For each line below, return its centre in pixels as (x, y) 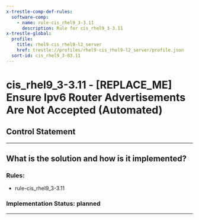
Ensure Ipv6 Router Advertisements (96, 97)
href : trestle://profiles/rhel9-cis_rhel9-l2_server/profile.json (100, 50)
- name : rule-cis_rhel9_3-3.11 (55, 22)
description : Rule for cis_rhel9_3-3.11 (72, 28)
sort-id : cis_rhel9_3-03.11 (46, 56)
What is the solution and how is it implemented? (96, 159)
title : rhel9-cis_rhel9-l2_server (59, 45)
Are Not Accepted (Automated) (84, 110)
